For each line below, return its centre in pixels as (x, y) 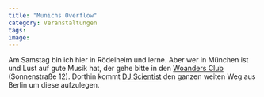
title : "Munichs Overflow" (53, 15)
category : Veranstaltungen (53, 23)
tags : (17, 30)
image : (19, 37)
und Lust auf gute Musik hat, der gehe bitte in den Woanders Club (116, 69)
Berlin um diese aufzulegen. (54, 85)
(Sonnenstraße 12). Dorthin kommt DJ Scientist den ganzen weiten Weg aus (132, 76)
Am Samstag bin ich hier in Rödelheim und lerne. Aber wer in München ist (128, 60)
